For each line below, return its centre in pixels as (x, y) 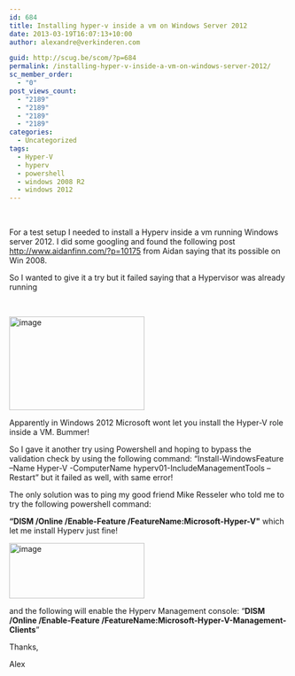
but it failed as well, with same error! (107, 478)
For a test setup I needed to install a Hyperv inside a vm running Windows (144, 232)
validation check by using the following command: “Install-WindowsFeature (147, 459)
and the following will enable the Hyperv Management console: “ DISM (137, 611)
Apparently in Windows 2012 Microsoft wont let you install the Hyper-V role (146, 423)
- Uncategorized (47, 141)
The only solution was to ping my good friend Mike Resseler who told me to (147, 495)
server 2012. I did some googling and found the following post (122, 242)
